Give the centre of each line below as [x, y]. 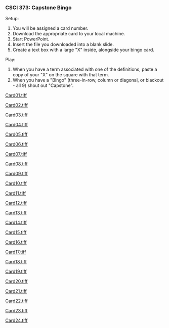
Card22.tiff [16, 301]
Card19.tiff [16, 271]
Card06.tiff [16, 144]
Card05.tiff [16, 134]
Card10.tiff [16, 183]
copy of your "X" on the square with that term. [61, 75]
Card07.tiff [16, 154]
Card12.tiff [16, 203]
